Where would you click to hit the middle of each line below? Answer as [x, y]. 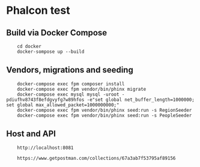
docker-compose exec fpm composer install [71, 84]
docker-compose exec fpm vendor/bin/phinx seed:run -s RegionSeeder [105, 110]
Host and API [31, 134]
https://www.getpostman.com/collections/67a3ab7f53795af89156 [96, 158]
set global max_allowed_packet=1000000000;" [63, 105]
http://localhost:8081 [45, 148]
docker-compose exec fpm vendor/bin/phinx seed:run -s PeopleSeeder [105, 115]
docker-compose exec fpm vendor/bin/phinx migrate [82, 89]
